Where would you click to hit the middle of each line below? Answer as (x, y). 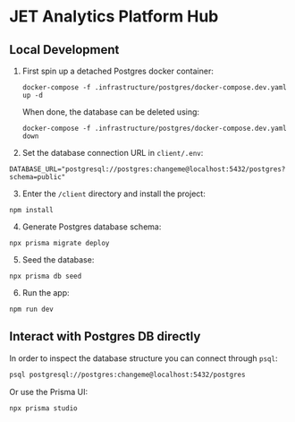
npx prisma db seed (46, 276)
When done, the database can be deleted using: (110, 112)
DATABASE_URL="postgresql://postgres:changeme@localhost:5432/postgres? (147, 169)
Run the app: (46, 293)
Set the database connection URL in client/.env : (113, 153)
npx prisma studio (43, 408)
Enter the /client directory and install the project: (114, 194)
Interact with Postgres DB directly (105, 336)
